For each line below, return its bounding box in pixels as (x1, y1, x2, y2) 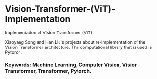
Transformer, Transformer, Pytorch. (5, 67, 92, 74)
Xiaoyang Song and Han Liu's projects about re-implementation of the (5, 39, 146, 45)
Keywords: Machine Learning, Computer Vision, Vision (5, 62, 138, 68)
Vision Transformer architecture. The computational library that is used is (5, 44, 152, 50)
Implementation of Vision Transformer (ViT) (5, 30, 93, 35)
